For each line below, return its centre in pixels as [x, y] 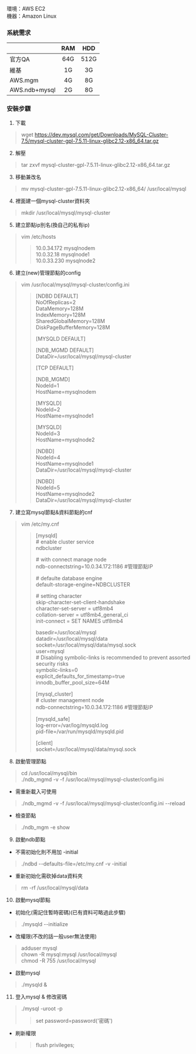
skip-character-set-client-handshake [80, 602]
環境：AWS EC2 [26, 9]
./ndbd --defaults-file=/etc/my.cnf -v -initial [74, 864]
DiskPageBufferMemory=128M [73, 327]
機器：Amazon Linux [32, 16]
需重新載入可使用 [36, 791]
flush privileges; [55, 1045]
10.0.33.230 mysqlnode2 [65, 261]
